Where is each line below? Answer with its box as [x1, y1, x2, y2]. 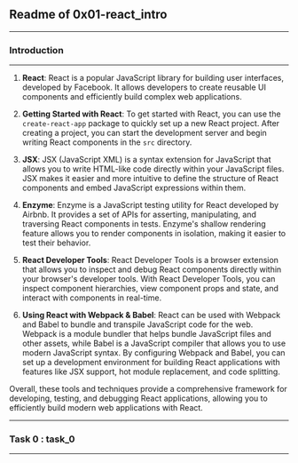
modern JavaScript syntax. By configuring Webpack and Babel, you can [21, 347, 286, 358]
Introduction [9, 44, 64, 56]
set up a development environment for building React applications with [21, 357, 281, 368]
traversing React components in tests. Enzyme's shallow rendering [21, 219, 266, 229]
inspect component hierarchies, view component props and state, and [21, 283, 279, 294]
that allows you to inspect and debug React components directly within [21, 264, 282, 275]
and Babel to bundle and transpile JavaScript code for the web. [21, 319, 254, 330]
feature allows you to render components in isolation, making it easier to [21, 228, 286, 239]
